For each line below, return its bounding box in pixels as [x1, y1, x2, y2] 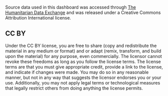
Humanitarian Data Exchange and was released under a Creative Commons [5, 9, 161, 15]
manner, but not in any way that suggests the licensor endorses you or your [5, 74, 161, 80]
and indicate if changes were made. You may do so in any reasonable [5, 69, 149, 75]
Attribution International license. [5, 15, 71, 20]
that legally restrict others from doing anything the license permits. [5, 85, 143, 91]
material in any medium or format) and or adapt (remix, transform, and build [5, 47, 161, 54]
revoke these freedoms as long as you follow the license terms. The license [5, 58, 161, 64]
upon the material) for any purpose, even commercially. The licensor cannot [5, 53, 162, 59]
